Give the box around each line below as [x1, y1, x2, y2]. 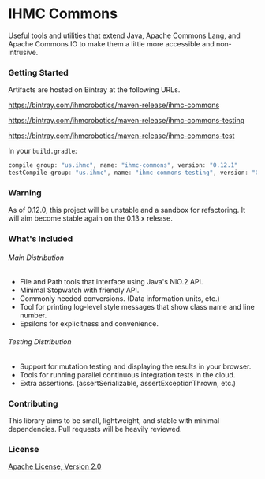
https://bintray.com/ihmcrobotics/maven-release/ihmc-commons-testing [8, 116, 245, 125]
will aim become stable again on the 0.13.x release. [8, 214, 174, 223]
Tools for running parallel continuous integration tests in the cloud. [19, 369, 236, 379]
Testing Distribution [8, 337, 73, 347]
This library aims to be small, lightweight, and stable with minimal [8, 415, 220, 425]
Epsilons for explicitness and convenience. [19, 319, 159, 329]
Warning [8, 187, 42, 198]
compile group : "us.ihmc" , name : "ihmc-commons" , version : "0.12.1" [8, 162, 238, 169]
